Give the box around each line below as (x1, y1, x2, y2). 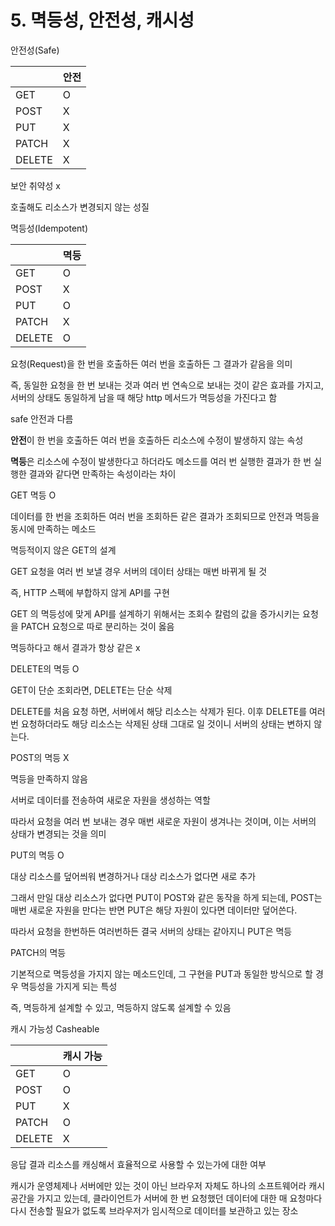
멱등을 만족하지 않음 (10, 772, 88, 785)
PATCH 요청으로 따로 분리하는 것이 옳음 (20, 620, 175, 632)
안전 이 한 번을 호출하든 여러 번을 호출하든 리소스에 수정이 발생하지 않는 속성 (10, 434, 304, 446)
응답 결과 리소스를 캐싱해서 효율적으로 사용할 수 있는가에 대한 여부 (10, 1158, 267, 1170)
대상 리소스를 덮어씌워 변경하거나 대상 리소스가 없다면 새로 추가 (10, 870, 257, 882)
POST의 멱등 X (10, 751, 70, 763)
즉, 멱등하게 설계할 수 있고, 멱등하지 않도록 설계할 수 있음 (10, 1001, 232, 1013)
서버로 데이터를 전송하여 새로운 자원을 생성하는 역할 (10, 794, 211, 806)
